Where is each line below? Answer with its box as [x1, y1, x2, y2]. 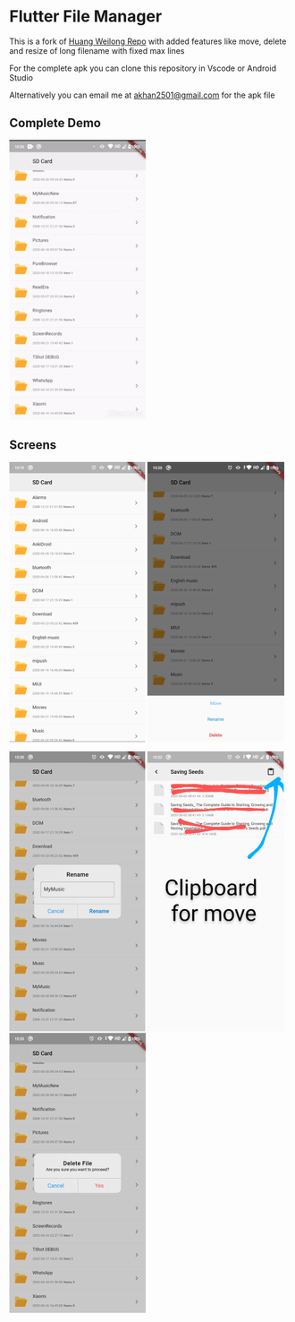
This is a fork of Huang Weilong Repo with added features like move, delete [9, 36, 287, 47]
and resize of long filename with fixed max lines [9, 45, 185, 56]
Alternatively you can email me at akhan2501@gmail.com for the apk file [9, 90, 275, 100]
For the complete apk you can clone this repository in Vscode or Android [9, 63, 277, 73]
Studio [9, 72, 34, 82]
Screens [9, 437, 56, 453]
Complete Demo [9, 116, 101, 131]
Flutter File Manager [9, 6, 163, 27]
